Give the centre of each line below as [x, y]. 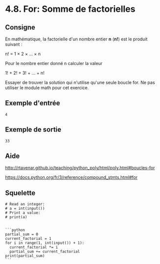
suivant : [14, 44]
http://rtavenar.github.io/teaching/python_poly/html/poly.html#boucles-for [80, 168]
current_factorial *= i [34, 247]
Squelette [20, 193]
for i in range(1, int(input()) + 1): [45, 243]
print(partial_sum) [25, 256]
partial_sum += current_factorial [45, 252]
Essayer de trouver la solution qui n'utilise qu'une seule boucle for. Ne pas [80, 82]
